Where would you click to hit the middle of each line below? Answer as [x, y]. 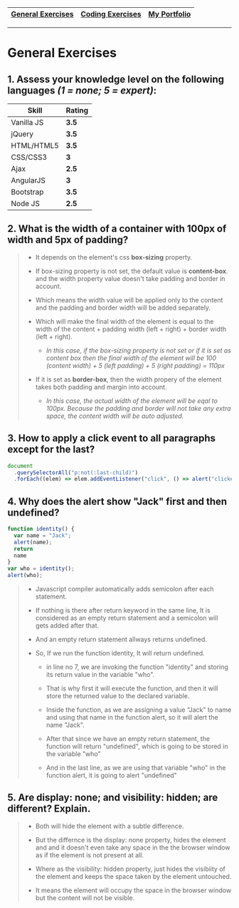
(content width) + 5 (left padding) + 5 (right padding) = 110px [136, 365]
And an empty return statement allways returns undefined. [121, 639]
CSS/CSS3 [29, 157]
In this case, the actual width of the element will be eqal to [132, 401]
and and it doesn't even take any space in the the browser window [133, 847]
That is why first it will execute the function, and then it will [132, 688]
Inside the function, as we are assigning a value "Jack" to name [139, 710]
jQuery [22, 134]
